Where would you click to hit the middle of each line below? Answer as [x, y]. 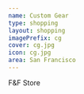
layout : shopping [37, 30]
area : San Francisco [42, 61]
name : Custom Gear [38, 16]
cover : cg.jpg [32, 45]
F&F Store [25, 82]
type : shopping [33, 23]
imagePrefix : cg [35, 38]
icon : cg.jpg [30, 53]
